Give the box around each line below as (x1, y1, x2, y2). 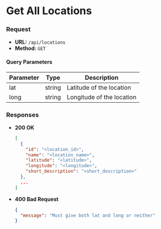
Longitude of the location (66, 93, 137, 101)
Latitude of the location (66, 83, 131, 91)
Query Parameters (6, 58, 53, 66)
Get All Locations (6, 4, 92, 18)
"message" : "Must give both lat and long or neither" (20, 212, 156, 218)
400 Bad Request (14, 195, 59, 202)
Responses (6, 110, 40, 119)
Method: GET (14, 45, 46, 52)
